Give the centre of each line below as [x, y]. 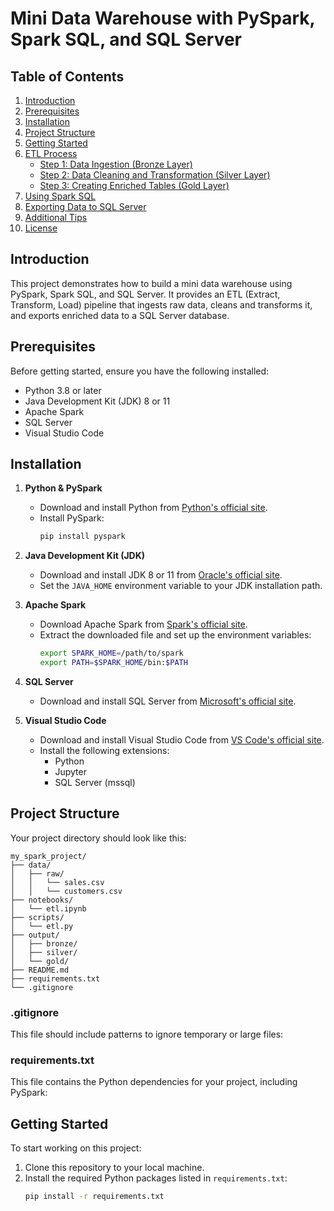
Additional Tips [56, 217]
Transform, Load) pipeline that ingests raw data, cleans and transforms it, [161, 304]
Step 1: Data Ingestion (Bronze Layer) [116, 164]
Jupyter [70, 772]
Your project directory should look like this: [98, 838]
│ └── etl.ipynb [48, 908]
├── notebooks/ [42, 900]
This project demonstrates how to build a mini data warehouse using [151, 283]
